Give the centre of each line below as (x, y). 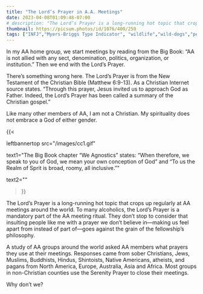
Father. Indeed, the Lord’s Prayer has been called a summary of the (90, 96)
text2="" (17, 180)
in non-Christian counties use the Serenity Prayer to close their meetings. (98, 273)
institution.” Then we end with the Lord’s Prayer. (66, 65)
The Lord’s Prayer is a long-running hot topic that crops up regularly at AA (98, 203)
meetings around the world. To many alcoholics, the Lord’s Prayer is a (93, 210)
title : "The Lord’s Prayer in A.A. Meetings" (64, 12)
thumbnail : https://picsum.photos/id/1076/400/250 (71, 29)
